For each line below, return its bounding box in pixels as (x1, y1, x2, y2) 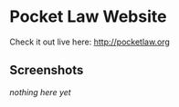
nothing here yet (9, 86, 71, 97)
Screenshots (9, 63, 84, 78)
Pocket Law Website (9, 6, 167, 27)
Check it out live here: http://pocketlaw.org (9, 36, 171, 47)
